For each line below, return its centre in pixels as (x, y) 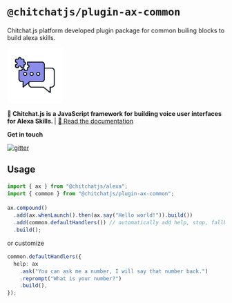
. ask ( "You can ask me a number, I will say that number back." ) (114, 271)
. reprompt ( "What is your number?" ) (71, 278)
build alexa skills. (31, 37)
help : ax (26, 264)
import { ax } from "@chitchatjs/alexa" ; (68, 186)
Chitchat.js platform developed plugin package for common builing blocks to (116, 30)
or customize (26, 243)
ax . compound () (28, 208)
